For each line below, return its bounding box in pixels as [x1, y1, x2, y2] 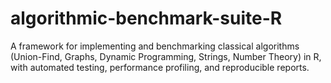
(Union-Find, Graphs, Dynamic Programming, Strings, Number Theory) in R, [10, 50, 322, 62]
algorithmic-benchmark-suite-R [10, 7, 283, 30]
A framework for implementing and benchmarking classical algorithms [10, 40, 300, 52]
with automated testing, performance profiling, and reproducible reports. [10, 61, 310, 73]
